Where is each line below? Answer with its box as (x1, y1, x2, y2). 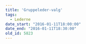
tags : (5, 12, 17, 17)
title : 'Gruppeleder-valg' (5, 7, 63, 13)
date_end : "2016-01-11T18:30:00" (5, 26, 77, 31)
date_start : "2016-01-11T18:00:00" (5, 21, 81, 27)
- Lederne (10, 17, 31, 22)
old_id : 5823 (5, 31, 33, 36)
